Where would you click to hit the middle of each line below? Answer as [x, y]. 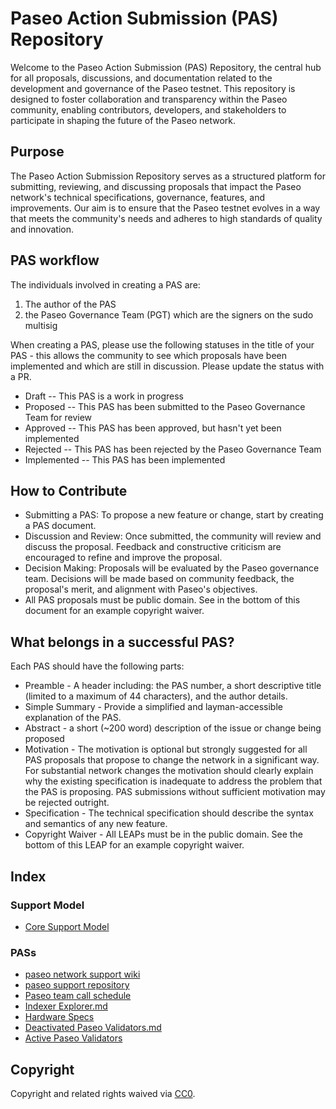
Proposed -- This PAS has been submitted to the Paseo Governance [165, 406]
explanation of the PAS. [73, 718]
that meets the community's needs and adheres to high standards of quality [166, 218]
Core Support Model [67, 926]
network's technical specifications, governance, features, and [138, 197]
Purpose [37, 152]
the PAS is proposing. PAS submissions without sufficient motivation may [175, 792]
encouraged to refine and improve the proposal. [123, 558]
